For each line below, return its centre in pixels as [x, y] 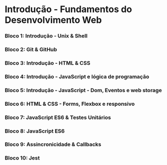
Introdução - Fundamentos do [68, 9]
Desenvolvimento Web [53, 20]
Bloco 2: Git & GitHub [31, 50]
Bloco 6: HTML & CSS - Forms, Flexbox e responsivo [70, 104]
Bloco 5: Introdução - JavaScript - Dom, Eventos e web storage [83, 90]
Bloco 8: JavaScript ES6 [35, 131]
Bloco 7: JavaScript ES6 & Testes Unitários [58, 117]
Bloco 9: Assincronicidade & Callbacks [53, 144]
